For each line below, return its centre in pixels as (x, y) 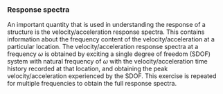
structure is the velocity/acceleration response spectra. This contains (106, 32)
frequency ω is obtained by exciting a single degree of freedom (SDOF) (109, 54)
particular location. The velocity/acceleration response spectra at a (103, 47)
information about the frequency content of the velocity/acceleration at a (111, 39)
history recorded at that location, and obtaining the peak (88, 69)
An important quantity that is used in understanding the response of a (106, 25)
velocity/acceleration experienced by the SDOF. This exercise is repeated (112, 76)
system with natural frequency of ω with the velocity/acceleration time (107, 62)
